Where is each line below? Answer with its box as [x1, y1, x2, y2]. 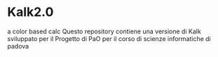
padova [7, 42, 29, 50]
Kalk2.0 [7, 4, 54, 20]
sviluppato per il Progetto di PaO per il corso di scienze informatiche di [7, 34, 212, 42]
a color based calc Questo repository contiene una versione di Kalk [7, 27, 201, 35]
